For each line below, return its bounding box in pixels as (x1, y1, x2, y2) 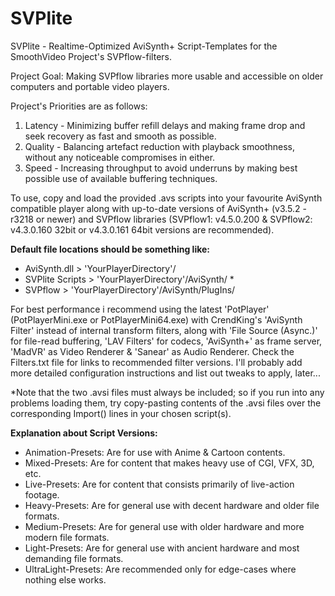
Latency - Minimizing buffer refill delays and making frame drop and (24, 119, 306, 131)
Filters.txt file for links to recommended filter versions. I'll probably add (10, 356, 303, 368)
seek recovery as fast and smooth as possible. (24, 130, 217, 142)
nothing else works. (24, 573, 107, 586)
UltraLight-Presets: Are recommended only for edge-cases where (24, 563, 297, 575)
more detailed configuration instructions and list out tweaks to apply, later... (10, 367, 321, 379)
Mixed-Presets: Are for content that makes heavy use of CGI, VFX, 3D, (24, 457, 315, 469)
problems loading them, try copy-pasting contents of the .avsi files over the (10, 397, 322, 409)
